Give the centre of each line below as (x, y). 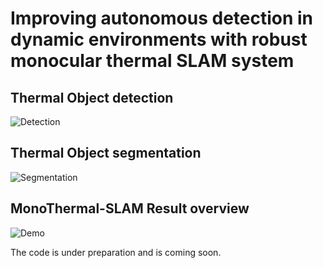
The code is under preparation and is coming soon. (116, 252)
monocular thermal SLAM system (152, 61)
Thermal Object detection (92, 97)
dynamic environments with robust (159, 39)
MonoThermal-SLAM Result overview (130, 208)
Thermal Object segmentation (106, 153)
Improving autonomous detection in (162, 18)
